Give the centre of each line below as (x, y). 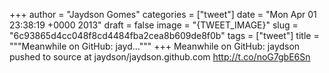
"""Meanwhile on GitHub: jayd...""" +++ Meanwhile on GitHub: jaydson (155, 46)
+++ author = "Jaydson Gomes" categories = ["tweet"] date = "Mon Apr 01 (163, 14)
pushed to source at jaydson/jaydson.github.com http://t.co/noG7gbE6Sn (160, 57)
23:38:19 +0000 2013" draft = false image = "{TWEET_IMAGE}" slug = (154, 25)
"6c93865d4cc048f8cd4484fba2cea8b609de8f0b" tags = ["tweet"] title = (164, 35)
